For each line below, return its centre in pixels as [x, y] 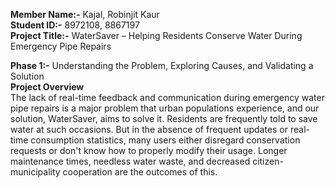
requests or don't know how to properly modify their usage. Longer [149, 150]
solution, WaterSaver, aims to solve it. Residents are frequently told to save [164, 118]
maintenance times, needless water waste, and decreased [130, 161]
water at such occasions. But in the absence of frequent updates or [149, 129]
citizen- [268, 161]
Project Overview [47, 87]
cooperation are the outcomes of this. [140, 172]
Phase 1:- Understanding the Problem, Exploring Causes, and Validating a [162, 65]
